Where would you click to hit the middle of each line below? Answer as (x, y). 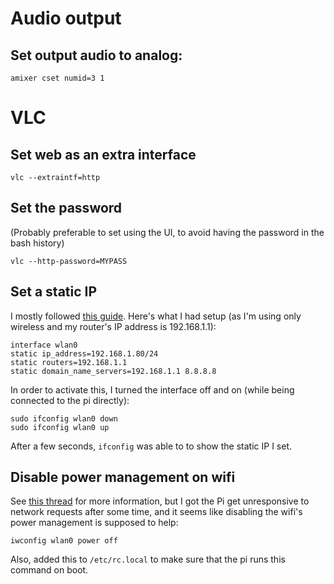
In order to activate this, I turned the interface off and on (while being (152, 389)
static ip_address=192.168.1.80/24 (84, 353)
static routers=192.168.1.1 (69, 362)
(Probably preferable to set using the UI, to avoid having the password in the (167, 232)
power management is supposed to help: (94, 523)
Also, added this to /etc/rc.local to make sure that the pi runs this (148, 559)
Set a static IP (54, 292)
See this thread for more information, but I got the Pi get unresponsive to (160, 501)
